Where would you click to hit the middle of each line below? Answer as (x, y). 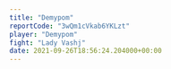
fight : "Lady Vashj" (48, 43)
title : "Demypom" (42, 17)
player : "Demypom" (43, 34)
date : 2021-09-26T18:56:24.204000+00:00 (86, 51)
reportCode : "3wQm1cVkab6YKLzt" (69, 26)
